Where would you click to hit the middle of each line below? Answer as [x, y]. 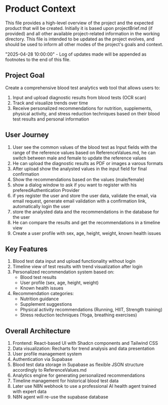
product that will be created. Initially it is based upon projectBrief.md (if [79, 28]
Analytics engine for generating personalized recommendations [79, 376]
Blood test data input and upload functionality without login [74, 261]
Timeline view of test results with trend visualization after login [77, 267]
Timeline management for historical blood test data [66, 381]
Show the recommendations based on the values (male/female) [78, 179]
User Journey [27, 135]
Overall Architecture [38, 331]
